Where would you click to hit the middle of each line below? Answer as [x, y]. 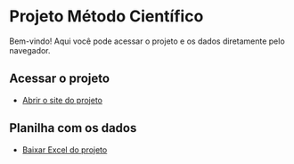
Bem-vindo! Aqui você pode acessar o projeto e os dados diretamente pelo [147, 41]
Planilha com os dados [73, 128]
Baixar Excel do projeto [65, 150]
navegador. [30, 50]
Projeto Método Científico [106, 16]
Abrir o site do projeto [62, 100]
